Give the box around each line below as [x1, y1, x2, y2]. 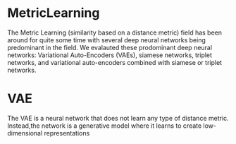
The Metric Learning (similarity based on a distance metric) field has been [7, 28, 223, 37]
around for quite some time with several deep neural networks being [7, 35, 206, 44]
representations [44, 128, 90, 137]
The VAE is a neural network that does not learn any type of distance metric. [7, 114, 229, 122]
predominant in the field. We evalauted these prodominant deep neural [7, 43, 213, 52]
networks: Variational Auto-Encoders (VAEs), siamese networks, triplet [7, 51, 213, 59]
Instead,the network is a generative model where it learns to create [7, 121, 202, 130]
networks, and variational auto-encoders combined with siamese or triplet [7, 58, 223, 66]
